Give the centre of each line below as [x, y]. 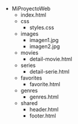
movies [29, 53]
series [28, 65]
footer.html [43, 116]
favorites [31, 78]
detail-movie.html [51, 59]
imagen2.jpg [45, 46]
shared [29, 103]
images [30, 34]
